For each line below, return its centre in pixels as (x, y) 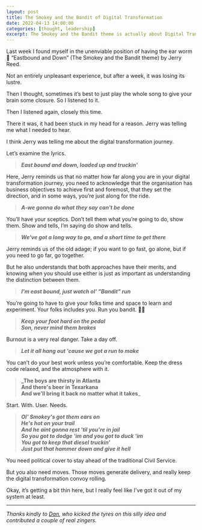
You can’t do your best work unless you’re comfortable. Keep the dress (94, 363)
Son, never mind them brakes (58, 328)
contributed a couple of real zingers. (52, 520)
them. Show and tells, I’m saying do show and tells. (69, 226)
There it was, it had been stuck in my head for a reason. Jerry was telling (96, 123)
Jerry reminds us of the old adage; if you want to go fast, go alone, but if (96, 249)
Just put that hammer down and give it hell (76, 449)
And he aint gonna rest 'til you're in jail (70, 430)
